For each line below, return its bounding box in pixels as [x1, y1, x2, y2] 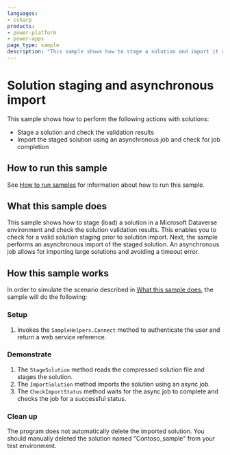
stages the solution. [16, 372, 73, 380]
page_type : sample [7, 42, 60, 49]
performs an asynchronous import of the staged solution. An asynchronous [7, 240, 220, 248]
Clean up [7, 411, 38, 421]
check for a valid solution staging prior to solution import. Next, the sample [7, 233, 218, 242]
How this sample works [7, 268, 110, 279]
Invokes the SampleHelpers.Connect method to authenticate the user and [16, 326, 220, 334]
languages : [7, 10, 38, 17]
